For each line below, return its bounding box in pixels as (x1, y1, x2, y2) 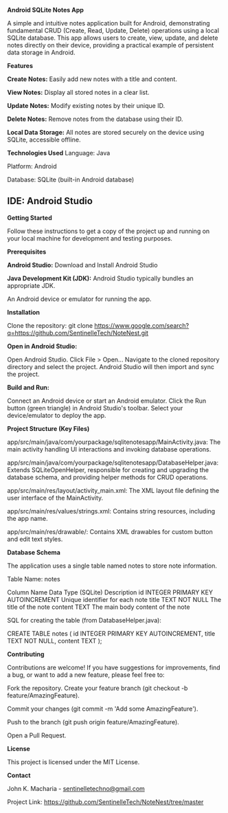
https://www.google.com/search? (94, 321, 190, 329)
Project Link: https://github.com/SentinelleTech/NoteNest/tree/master (7, 797, 204, 806)
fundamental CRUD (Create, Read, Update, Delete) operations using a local (7, 27, 220, 34)
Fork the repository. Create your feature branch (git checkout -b (7, 684, 188, 692)
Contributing (7, 649, 45, 658)
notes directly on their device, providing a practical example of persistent (7, 41, 214, 49)
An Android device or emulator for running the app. (7, 295, 152, 303)
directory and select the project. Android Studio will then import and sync (7, 362, 215, 370)
